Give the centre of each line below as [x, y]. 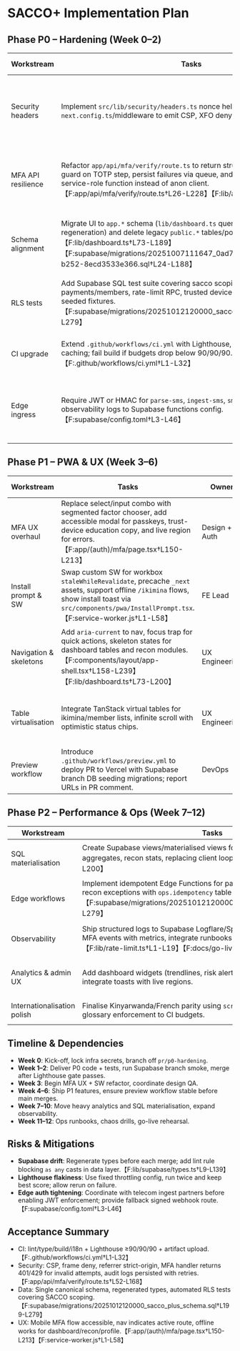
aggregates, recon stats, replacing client [149, 857]
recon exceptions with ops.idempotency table [157, 892]
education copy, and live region [138, 530]
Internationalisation [43, 1005]
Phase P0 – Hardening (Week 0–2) [85, 40]
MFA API [25, 175]
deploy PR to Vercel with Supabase [120, 769]
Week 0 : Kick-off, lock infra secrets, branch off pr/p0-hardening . [113, 1061]
